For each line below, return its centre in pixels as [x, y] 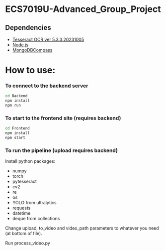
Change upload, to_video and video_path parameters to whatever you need [82, 228]
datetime [21, 213]
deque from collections [36, 219]
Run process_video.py [28, 243]
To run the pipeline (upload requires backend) [62, 150]
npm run [13, 106]
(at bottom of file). [24, 234]
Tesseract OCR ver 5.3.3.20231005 [48, 39]
